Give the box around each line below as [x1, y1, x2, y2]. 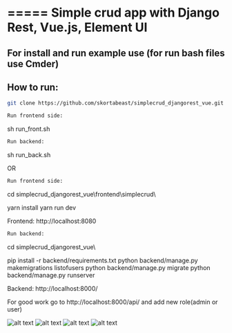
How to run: [7, 81, 59, 93]
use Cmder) [7, 57, 59, 70]
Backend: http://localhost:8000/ [7, 284, 98, 292]
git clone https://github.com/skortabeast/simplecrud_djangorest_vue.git [7, 100, 224, 107]
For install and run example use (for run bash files [7, 47, 225, 59]
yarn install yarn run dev [7, 203, 77, 212]
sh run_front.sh [7, 125, 50, 133]
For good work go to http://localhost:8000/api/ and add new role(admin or [7, 298, 218, 306]
